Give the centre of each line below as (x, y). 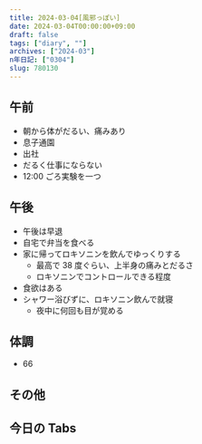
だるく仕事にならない (62, 165)
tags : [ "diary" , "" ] (48, 43)
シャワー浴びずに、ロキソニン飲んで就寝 (98, 299)
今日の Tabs (43, 428)
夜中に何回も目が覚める (80, 310)
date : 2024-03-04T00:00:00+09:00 (72, 26)
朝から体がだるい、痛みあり (74, 130)
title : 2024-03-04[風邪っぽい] (65, 18)
